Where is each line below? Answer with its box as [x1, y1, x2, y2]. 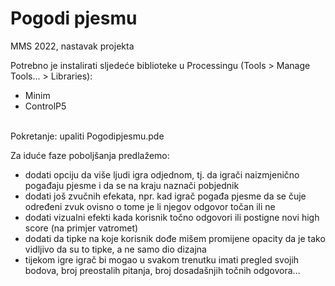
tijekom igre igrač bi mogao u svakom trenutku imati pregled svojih [24, 253, 300, 266]
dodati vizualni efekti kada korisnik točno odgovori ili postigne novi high [24, 211, 320, 223]
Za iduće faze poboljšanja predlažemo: [10, 149, 170, 161]
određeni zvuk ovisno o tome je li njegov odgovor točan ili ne [24, 200, 276, 212]
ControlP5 [24, 100, 67, 112]
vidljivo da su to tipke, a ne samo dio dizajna [24, 243, 207, 255]
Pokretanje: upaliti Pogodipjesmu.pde [10, 130, 165, 142]
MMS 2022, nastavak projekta [10, 40, 135, 52]
